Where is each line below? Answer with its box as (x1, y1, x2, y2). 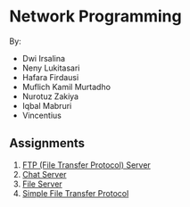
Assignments (9, 136, 86, 151)
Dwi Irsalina (21, 53, 65, 63)
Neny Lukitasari (21, 62, 80, 73)
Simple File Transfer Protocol (21, 187, 129, 198)
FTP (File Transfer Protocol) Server (21, 159, 152, 170)
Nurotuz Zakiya (21, 91, 78, 102)
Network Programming (9, 6, 182, 27)
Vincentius (21, 110, 62, 120)
